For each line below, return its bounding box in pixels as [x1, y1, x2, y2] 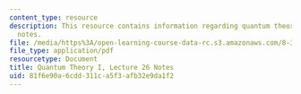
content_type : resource [9, 13, 99, 22]
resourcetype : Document [9, 55, 99, 64]
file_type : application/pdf [9, 47, 115, 56]
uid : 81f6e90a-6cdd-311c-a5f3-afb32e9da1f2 [9, 72, 175, 81]
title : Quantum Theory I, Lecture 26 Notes [9, 64, 175, 73]
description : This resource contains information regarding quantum [9, 21, 271, 30]
